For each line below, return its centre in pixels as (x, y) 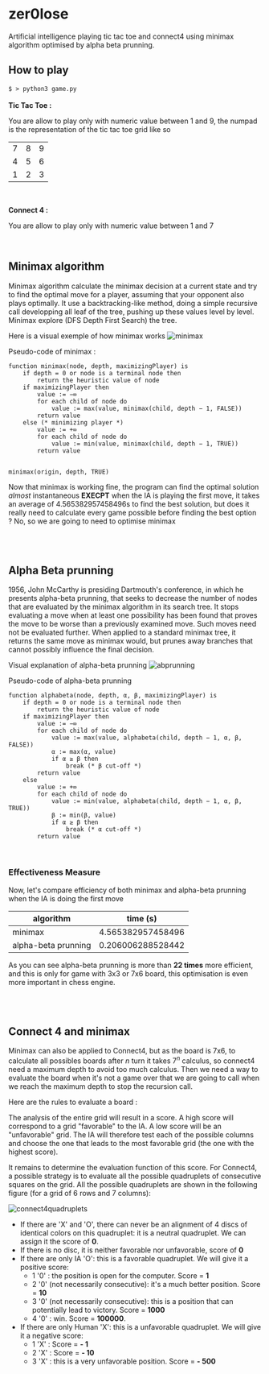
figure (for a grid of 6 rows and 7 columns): (79, 1194)
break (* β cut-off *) (104, 766)
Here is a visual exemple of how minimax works (87, 336)
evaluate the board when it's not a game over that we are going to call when (134, 1078)
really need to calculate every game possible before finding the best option (132, 512)
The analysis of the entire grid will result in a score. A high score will (121, 1118)
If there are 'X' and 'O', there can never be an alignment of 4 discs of (133, 1224)
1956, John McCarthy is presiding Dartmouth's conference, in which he (126, 590)
